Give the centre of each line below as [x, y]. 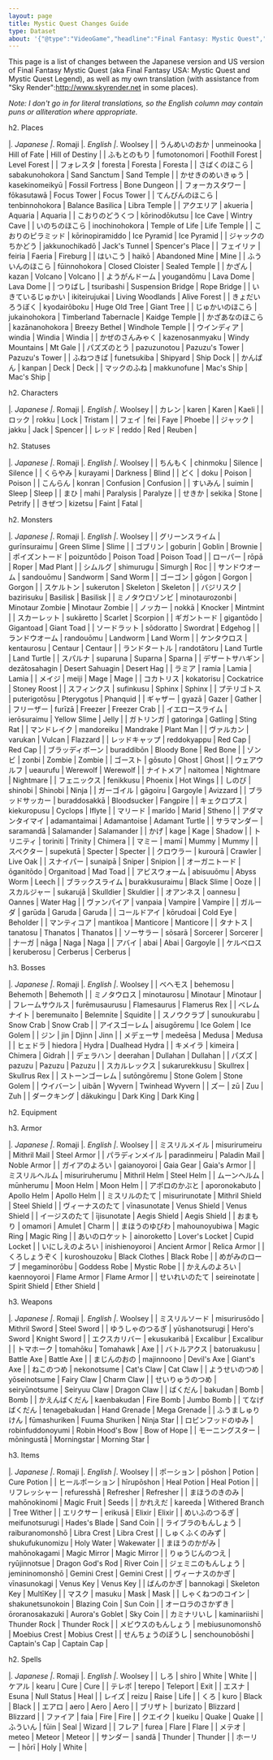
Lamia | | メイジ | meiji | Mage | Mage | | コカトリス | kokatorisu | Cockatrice [136, 678]
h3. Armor [25, 1128]
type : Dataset [32, 31]
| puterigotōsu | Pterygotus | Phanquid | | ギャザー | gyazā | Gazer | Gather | [135, 699]
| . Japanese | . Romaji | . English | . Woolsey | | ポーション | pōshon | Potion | [133, 1472]
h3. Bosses [27, 968]
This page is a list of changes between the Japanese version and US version [136, 62]
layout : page [30, 16]
